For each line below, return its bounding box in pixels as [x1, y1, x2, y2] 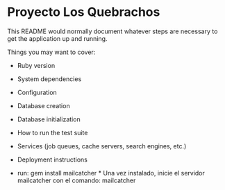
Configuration [17, 88, 57, 96]
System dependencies [17, 74, 82, 83]
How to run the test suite [17, 128, 88, 137]
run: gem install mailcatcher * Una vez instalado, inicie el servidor [17, 169, 205, 177]
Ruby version [17, 61, 56, 69]
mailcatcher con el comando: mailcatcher [17, 176, 136, 184]
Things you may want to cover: [7, 48, 96, 56]
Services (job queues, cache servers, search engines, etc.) [17, 141, 187, 150]
